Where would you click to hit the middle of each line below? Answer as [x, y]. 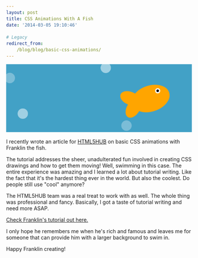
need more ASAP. [27, 208]
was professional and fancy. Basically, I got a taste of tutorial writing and [94, 202]
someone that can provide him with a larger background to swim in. [88, 237]
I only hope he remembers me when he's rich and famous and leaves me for [99, 231]
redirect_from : [25, 44]
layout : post [22, 12]
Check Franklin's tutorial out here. [47, 220]
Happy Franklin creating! [36, 249]
